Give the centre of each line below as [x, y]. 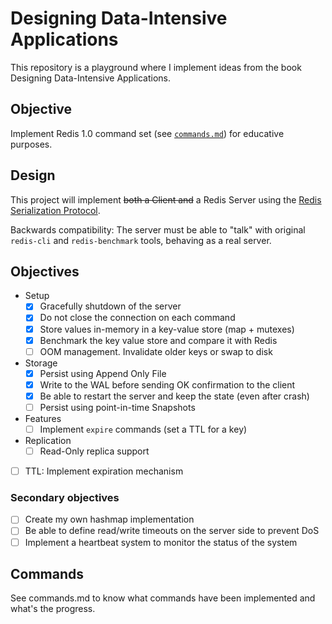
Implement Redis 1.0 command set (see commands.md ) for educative [147, 133]
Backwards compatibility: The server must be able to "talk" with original [158, 229]
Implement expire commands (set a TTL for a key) [143, 429]
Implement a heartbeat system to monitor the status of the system [161, 542]
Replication [48, 440]
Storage [41, 363]
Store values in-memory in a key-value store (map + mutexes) [167, 329]
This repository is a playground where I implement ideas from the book [156, 67]
